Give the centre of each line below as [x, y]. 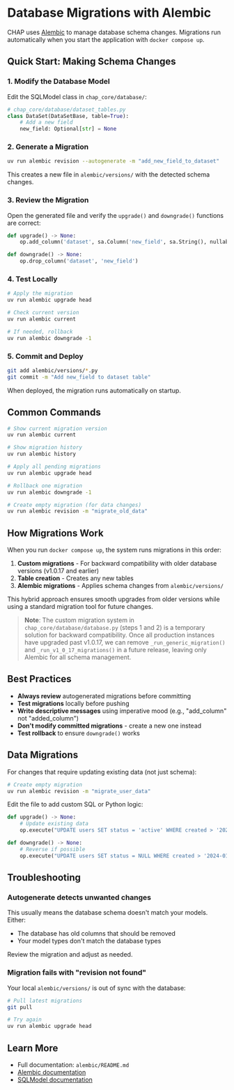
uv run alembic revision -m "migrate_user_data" [79, 791]
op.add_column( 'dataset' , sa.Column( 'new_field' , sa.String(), [114, 242]
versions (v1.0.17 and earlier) [58, 571]
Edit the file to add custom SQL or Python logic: [75, 804]
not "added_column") [48, 718]
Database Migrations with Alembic [109, 13]
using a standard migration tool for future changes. [80, 607]
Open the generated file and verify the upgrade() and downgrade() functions [116, 215]
